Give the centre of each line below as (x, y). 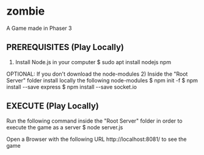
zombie (26, 11)
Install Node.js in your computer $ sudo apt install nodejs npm (93, 62)
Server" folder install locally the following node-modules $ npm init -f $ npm (102, 80)
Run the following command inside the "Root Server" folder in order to (94, 121)
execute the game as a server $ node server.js (65, 127)
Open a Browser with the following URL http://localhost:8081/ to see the (97, 139)
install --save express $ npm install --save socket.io (72, 87)
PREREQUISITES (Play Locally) (65, 47)
